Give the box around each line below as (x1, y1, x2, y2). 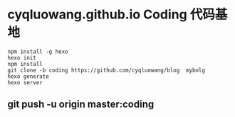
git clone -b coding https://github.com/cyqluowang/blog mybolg (7, 67, 205, 74)
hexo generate (7, 72, 50, 80)
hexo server (7, 79, 43, 86)
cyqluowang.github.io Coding (7, 6, 187, 23)
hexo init (7, 54, 37, 61)
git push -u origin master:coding (7, 99, 155, 111)
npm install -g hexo (7, 48, 69, 55)
